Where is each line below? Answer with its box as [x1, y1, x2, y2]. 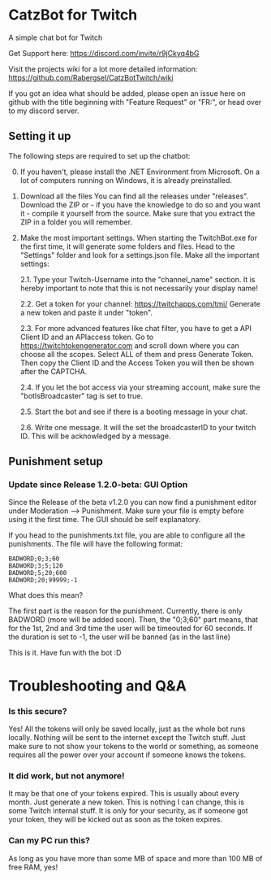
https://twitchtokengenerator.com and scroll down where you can [19, 340, 239, 351]
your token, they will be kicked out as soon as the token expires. [8, 815, 223, 825]
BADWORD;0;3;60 [8, 555, 60, 563]
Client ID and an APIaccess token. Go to [19, 332, 154, 342]
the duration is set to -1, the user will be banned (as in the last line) [8, 632, 231, 642]
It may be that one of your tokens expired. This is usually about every [8, 789, 239, 799]
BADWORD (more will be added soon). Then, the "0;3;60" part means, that [8, 615, 258, 625]
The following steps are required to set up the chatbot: [8, 150, 191, 160]
